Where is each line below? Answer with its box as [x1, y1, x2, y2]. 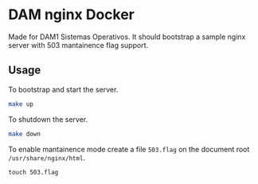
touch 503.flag [8, 168, 59, 176]
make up [8, 100, 34, 108]
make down [8, 130, 41, 138]
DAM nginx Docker [8, 6, 135, 24]
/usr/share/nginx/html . [8, 153, 86, 162]
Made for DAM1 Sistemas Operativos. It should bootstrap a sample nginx [8, 32, 246, 41]
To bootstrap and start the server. [8, 84, 119, 94]
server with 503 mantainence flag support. [8, 40, 149, 49]
